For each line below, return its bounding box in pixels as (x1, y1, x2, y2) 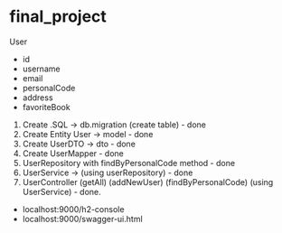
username (22, 63, 61, 74)
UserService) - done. (22, 186, 101, 197)
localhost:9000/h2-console (22, 203, 125, 214)
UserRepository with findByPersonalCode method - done (22, 157, 236, 168)
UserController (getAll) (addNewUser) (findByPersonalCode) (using (22, 176, 274, 187)
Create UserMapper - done (22, 147, 125, 159)
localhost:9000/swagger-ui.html (22, 213, 143, 224)
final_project (9, 6, 107, 27)
